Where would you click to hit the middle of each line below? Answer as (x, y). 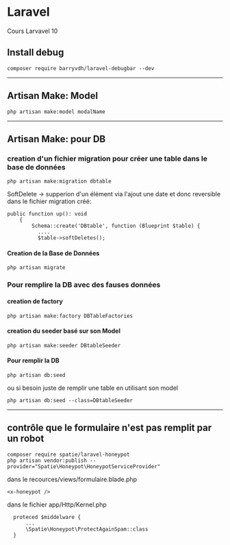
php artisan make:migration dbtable (59, 182)
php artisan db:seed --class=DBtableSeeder (70, 400)
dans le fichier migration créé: (49, 201)
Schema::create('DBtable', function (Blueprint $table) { (116, 226)
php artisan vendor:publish (47, 461)
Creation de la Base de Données (53, 253)
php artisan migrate (37, 268)
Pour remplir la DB (33, 360)
